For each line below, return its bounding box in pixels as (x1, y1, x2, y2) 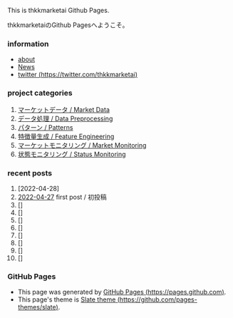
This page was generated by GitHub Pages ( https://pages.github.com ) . (17, 288, 227, 297)
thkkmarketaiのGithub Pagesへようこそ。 (7, 21, 129, 29)
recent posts (7, 168, 52, 178)
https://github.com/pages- (119, 295, 197, 304)
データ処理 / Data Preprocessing (17, 114, 113, 123)
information (7, 39, 49, 48)
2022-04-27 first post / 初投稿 (17, 193, 107, 201)
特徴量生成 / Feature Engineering (17, 132, 115, 140)
